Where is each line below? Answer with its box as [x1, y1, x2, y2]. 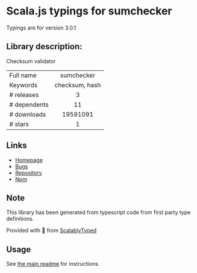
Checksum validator [6, 57, 56, 64]
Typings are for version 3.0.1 [6, 24, 77, 31]
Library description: [6, 41, 83, 52]
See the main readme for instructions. [6, 260, 100, 268]
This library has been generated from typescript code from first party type [6, 209, 191, 216]
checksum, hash [54, 81, 101, 89]
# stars [9, 120, 29, 128]
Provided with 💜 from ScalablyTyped [6, 227, 97, 234]
